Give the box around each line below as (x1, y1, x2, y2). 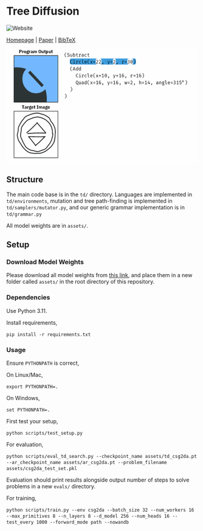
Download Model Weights (6, 258, 84, 266)
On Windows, (6, 395, 40, 402)
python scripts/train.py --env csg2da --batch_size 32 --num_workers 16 (6, 507, 194, 513)
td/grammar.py (6, 211, 43, 217)
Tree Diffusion (6, 4, 80, 18)
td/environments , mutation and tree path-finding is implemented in (6, 197, 173, 205)
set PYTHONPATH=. (6, 407, 50, 413)
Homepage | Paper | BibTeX (6, 36, 76, 43)
